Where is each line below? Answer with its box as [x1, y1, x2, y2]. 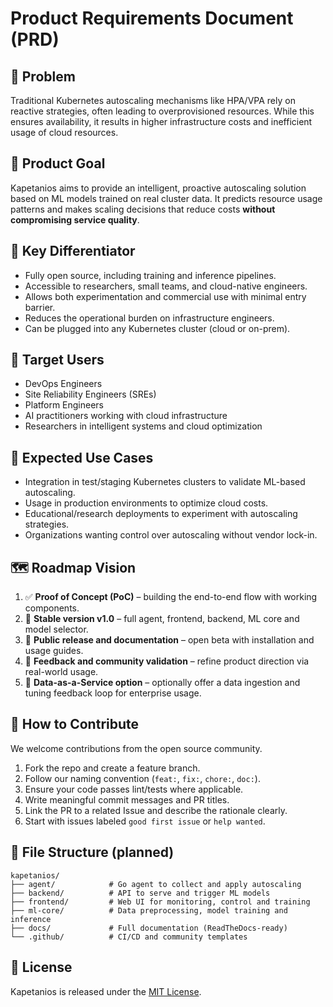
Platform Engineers [24, 399, 105, 411]
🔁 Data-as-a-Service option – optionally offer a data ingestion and [24, 677, 301, 689]
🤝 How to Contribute [10, 716, 140, 733]
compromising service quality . [10, 213, 140, 226]
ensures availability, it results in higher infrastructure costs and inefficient [10, 116, 313, 127]
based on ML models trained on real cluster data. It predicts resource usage [10, 192, 323, 204]
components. [24, 602, 80, 614]
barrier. [24, 301, 56, 313]
